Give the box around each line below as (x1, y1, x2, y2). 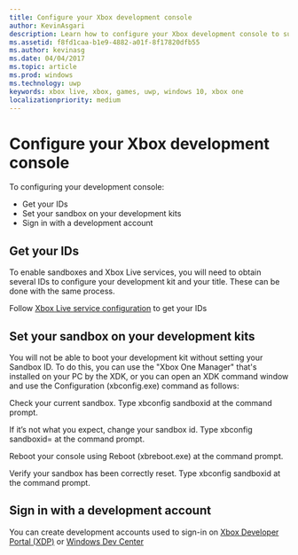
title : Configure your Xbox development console (9, 12, 192, 22)
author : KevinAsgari (9, 21, 86, 30)
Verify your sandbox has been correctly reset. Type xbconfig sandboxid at (9, 467, 281, 479)
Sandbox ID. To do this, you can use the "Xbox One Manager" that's (9, 361, 257, 372)
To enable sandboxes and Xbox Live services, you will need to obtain (9, 267, 262, 277)
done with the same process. (9, 285, 115, 297)
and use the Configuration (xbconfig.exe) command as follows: (9, 380, 239, 391)
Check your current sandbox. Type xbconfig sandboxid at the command (9, 397, 272, 408)
